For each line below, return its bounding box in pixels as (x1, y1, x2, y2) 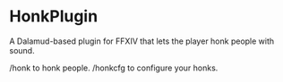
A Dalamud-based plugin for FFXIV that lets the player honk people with (9, 36, 275, 46)
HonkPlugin (9, 6, 99, 27)
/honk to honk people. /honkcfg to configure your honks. (9, 62, 219, 73)
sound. (9, 45, 35, 55)
